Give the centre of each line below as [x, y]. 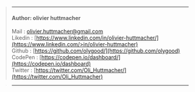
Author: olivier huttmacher [46, 18]
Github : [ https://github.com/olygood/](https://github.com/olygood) [96, 51]
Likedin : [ [24, 38]
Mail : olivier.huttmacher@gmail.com [57, 32]
